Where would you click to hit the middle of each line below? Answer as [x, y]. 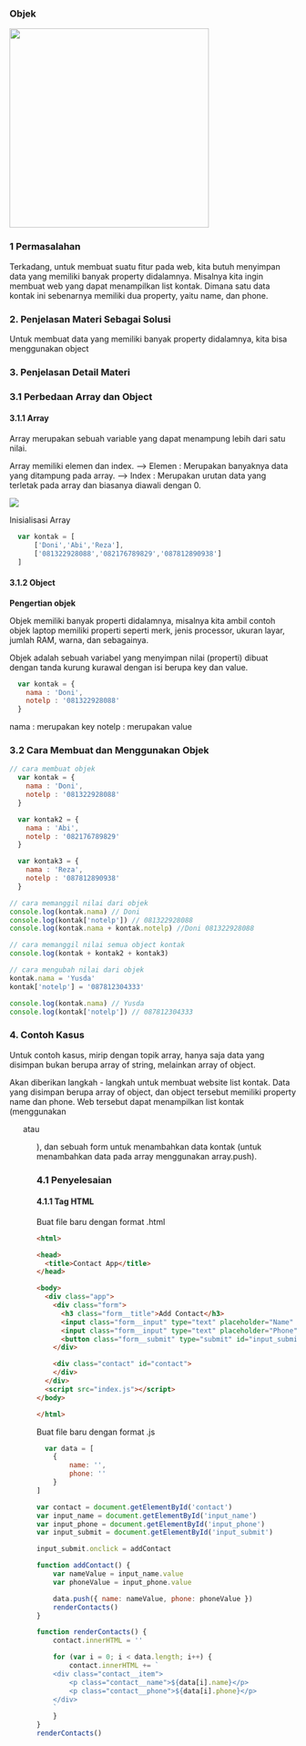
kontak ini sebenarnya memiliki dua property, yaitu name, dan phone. [139, 295]
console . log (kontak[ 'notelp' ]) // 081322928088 [102, 920]
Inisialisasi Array [40, 520]
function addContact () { [83, 1566]
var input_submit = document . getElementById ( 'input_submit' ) [154, 1533]
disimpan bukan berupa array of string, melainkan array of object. [133, 1065]
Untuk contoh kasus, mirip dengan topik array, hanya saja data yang [137, 1055]
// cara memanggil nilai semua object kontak [97, 945]
